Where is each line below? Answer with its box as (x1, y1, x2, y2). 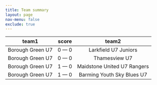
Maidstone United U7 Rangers (77, 63, 149, 70)
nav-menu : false (5, 17, 40, 22)
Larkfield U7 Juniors (88, 46, 138, 53)
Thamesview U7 (93, 54, 133, 62)
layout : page (5, 12, 33, 17)
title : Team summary (5, 7, 49, 13)
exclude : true (5, 21, 36, 27)
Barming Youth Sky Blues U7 (78, 71, 147, 78)
